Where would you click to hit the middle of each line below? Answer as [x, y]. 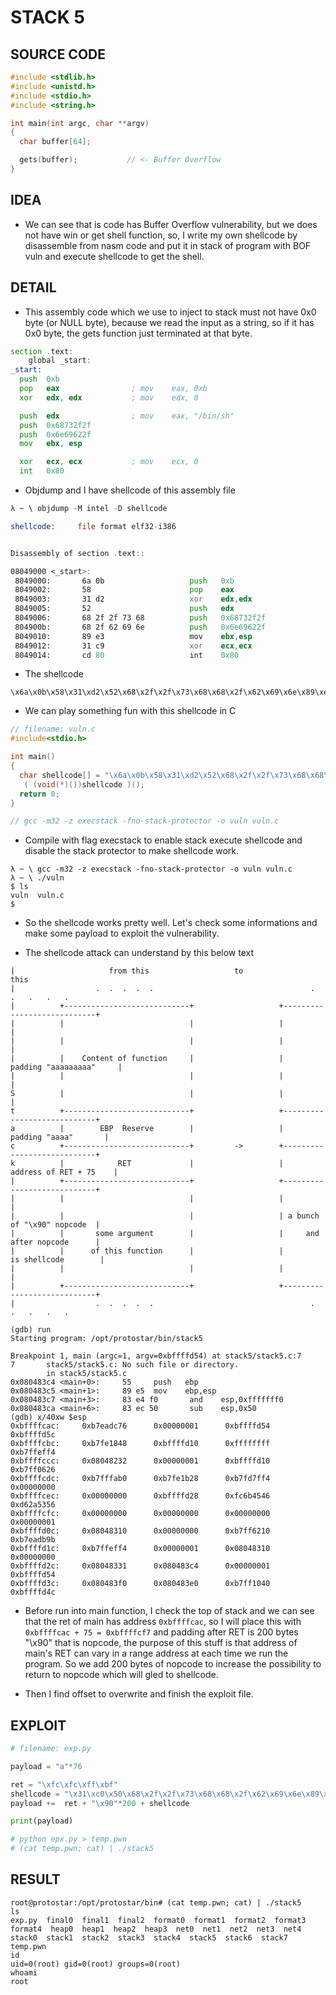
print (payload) [42, 1821]
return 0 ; [39, 794]
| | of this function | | [147, 1251]
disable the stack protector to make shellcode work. [132, 851]
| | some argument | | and [165, 1234]
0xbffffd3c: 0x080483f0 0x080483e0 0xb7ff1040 [140, 1584]
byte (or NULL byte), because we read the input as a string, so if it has [169, 322]
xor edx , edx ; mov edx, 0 [109, 397]
